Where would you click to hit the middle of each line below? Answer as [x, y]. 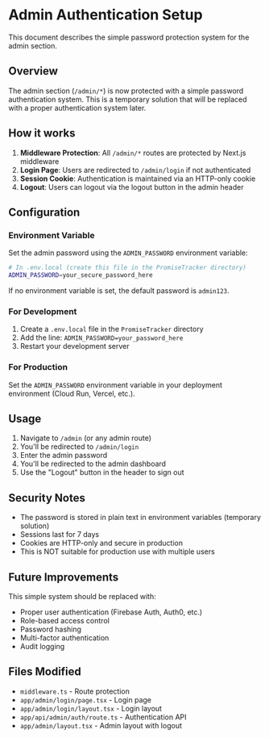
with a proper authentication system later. [77, 107]
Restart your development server [75, 346]
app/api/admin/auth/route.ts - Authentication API [103, 717]
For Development [43, 311]
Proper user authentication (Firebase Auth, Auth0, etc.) [111, 612]
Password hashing [51, 629]
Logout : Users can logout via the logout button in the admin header [132, 187]
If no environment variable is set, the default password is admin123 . [119, 291]
